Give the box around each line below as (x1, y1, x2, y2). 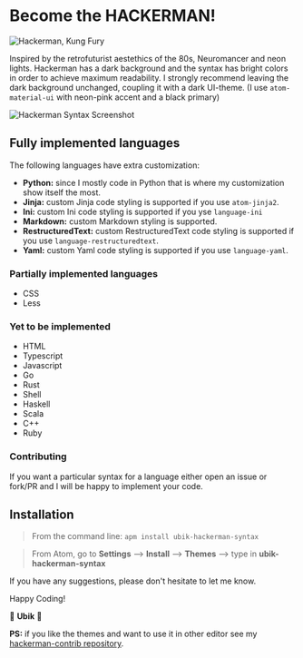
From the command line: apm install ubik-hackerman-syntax (31, 531, 259, 542)
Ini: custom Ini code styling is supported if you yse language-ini (22, 206, 263, 217)
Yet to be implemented (9, 319, 112, 332)
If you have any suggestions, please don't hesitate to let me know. (9, 575, 257, 586)
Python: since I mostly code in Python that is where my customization (22, 177, 285, 188)
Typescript (22, 350, 64, 361)
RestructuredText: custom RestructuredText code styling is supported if (22, 225, 295, 236)
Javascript (22, 360, 63, 371)
